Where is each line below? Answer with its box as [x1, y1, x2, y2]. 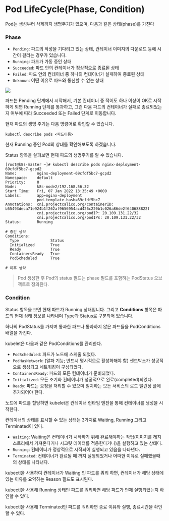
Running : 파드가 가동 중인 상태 [12, 59, 72, 65]
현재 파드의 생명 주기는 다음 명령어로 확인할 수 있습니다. [5, 121, 115, 127]
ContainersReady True [10, 251, 60, 257]
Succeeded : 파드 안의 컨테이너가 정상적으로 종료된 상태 [12, 65, 120, 71]
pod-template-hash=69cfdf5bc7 [37, 198, 100, 203]
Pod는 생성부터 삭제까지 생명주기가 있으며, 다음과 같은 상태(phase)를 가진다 [5, 21, 155, 27]
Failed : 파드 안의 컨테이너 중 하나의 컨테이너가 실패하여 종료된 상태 [12, 71, 145, 77]
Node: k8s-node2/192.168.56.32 [5, 184, 89, 190]
